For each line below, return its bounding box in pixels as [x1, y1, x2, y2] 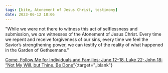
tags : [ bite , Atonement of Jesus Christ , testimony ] [5, 7, 118, 12]
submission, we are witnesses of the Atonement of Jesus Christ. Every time [5, 31, 161, 37]
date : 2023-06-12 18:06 [5, 12, 55, 17]
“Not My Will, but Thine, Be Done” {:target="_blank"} [5, 62, 113, 68]
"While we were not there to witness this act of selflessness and [5, 25, 138, 31]
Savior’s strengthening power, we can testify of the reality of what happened [5, 41, 163, 47]
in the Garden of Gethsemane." [5, 47, 69, 53]
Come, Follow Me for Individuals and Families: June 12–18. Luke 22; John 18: [5, 56, 163, 62]
